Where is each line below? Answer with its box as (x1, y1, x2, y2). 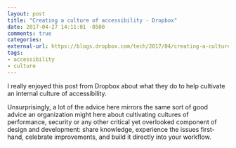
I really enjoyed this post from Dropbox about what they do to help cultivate (7, 81, 225, 90)
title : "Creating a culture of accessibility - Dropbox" (7, 17, 178, 24)
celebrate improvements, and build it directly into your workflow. (25, 133, 212, 141)
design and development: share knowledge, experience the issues (7, 125, 199, 133)
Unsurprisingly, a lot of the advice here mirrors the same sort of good (7, 102, 209, 111)
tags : (7, 50, 23, 57)
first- (200, 125, 216, 133)
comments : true (7, 29, 52, 37)
